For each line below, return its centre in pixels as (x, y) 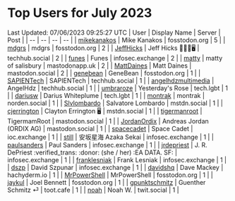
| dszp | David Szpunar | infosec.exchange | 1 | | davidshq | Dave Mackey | (115, 167)
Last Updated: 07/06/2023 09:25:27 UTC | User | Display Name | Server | (114, 32)
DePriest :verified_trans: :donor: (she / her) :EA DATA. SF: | (92, 152)
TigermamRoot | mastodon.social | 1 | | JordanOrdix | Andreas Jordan (108, 121)
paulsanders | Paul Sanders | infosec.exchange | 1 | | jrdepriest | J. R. (107, 145)
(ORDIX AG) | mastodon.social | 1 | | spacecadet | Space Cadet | (100, 128)
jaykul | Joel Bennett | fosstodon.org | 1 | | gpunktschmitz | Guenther (107, 182)
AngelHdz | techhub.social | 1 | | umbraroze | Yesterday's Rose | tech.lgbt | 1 (117, 88)
